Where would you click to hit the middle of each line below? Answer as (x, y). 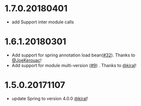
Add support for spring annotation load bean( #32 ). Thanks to (73, 55)
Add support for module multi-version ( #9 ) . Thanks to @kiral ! (74, 65)
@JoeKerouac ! (27, 60)
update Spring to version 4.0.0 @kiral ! (50, 98)
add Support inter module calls (43, 22)
